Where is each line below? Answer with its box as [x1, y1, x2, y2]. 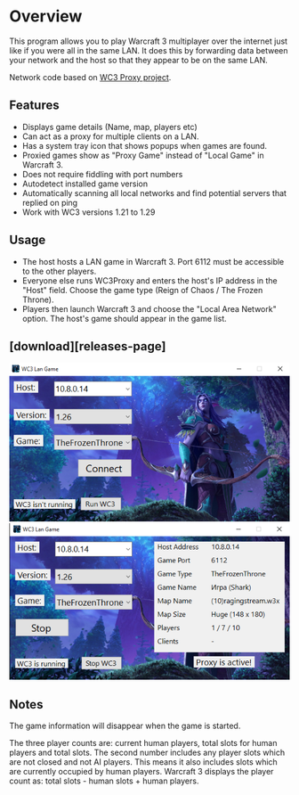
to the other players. [21, 266, 97, 276]
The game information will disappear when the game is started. [9, 720, 241, 732]
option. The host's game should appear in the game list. [21, 313, 227, 324]
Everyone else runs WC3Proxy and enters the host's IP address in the [21, 275, 278, 286]
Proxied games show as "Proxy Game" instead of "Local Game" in [21, 150, 264, 160]
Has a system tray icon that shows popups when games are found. [21, 140, 268, 151]
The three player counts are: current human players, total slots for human [9, 738, 278, 749]
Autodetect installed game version [21, 178, 149, 189]
